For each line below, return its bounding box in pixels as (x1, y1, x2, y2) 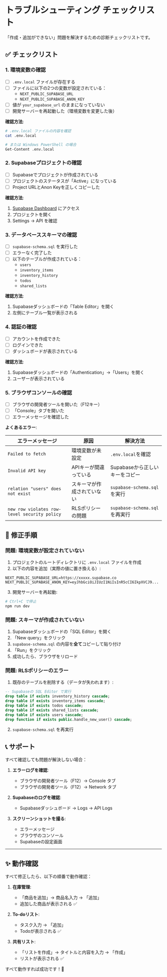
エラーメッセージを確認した (12, 414, 69, 420)
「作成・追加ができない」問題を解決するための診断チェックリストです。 (5, 34, 153, 40)
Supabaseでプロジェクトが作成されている (12, 172, 98, 178)
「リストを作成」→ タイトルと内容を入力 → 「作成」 (19, 949, 128, 955)
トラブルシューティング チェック (5, 4, 138, 16)
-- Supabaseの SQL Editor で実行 (5, 689, 72, 694)
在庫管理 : (12, 884, 31, 890)
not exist (7, 491, 31, 497)
